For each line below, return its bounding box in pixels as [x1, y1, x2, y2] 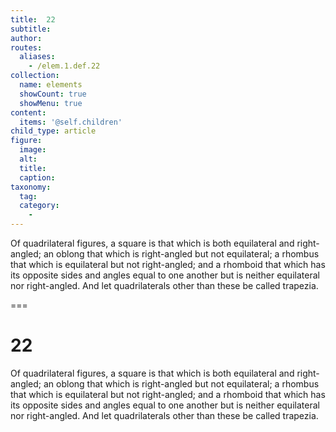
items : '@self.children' [19, 117, 123, 127]
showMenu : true [19, 98, 83, 108]
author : [10, 33, 43, 43]
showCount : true [19, 89, 87, 99]
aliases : [19, 52, 56, 62]
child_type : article [10, 126, 97, 136]
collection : [10, 71, 60, 81]
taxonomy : [10, 182, 52, 192]
